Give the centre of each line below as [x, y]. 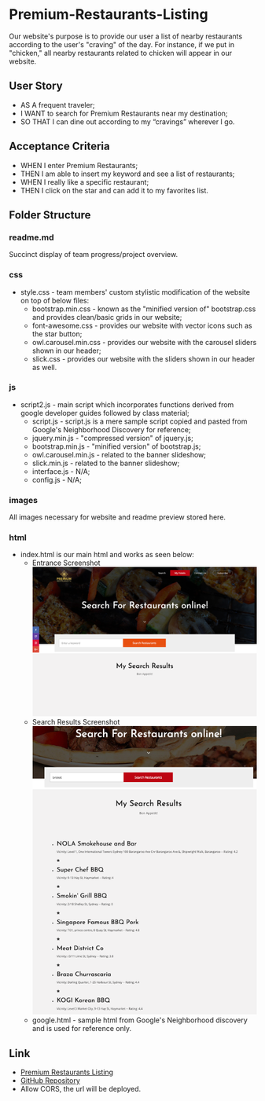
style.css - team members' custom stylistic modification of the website [135, 292]
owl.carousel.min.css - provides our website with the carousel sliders [144, 342]
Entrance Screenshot [66, 563]
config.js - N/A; [57, 479]
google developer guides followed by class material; [105, 413]
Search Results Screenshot [76, 721]
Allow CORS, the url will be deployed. [81, 1088]
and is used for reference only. [82, 1029]
